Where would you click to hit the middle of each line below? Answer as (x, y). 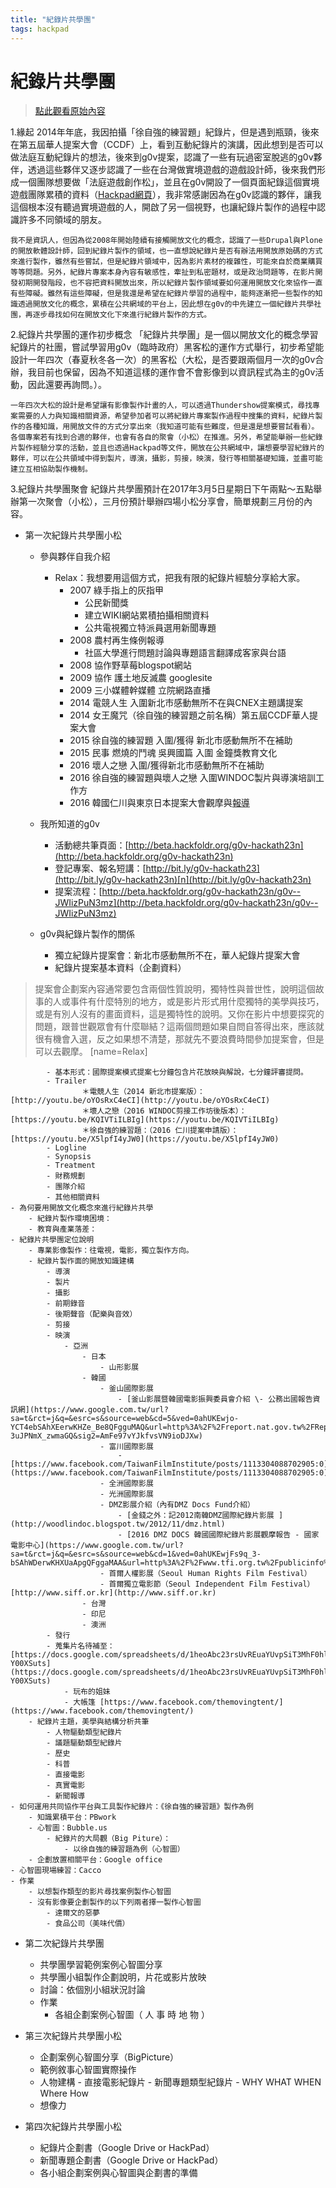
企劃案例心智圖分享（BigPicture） (109, 2057)
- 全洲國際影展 (126, 1484)
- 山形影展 (119, 1367)
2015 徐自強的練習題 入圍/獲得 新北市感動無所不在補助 (181, 740)
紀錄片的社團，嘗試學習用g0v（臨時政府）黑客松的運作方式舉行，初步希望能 (167, 347)
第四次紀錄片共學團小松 (73, 2127)
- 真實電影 (66, 1786)
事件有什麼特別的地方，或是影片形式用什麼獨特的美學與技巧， (197, 1002)
